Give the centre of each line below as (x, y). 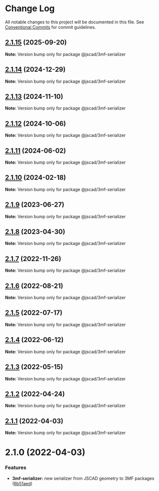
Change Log (30, 9)
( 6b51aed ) (22, 483)
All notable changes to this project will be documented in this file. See (75, 22)
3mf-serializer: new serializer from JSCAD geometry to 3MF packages (83, 478)
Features (16, 468)
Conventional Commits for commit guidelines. (50, 27)
